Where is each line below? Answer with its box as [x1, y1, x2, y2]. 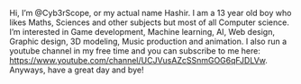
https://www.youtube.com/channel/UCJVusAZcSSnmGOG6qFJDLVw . [9, 55, 269, 65]
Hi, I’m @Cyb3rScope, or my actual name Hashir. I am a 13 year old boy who [9, 8, 292, 18]
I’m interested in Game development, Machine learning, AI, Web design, [9, 27, 276, 37]
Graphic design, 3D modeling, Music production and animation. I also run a [9, 36, 287, 46]
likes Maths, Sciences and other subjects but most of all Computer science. [9, 17, 290, 28]
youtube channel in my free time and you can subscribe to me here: [9, 46, 261, 56]
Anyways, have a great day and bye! [9, 64, 144, 75]
